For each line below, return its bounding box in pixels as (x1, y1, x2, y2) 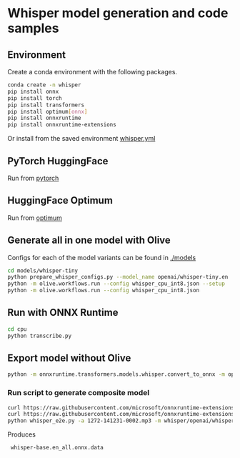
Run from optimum (7, 213, 63, 222)
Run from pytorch (7, 174, 59, 182)
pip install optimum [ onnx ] (7, 108, 88, 115)
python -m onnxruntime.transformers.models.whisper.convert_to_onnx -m (7, 371, 225, 378)
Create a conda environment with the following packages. (7, 68, 177, 76)
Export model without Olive (7, 352, 131, 364)
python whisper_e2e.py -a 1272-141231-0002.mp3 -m (7, 417, 161, 424)
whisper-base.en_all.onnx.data (10, 444, 104, 452)
